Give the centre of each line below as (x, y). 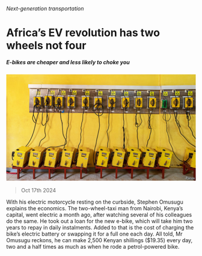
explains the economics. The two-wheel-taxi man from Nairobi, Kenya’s (95, 209)
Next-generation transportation (45, 8)
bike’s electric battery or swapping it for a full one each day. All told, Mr (94, 234)
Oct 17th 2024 (38, 190)
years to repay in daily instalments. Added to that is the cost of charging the (100, 228)
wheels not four (46, 45)
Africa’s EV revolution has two (83, 32)
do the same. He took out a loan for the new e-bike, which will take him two (99, 221)
